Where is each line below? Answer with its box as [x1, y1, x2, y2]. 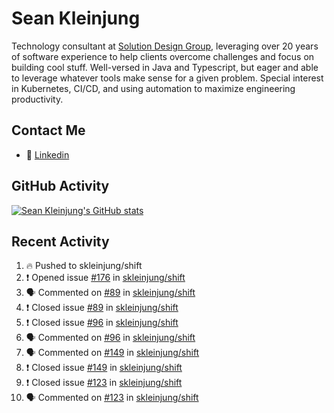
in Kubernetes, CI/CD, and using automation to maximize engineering [11, 82, 296, 94]
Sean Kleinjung [11, 7, 141, 30]
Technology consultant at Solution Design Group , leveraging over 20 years [11, 40, 319, 52]
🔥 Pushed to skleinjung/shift [25, 260, 143, 272]
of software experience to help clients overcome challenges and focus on [11, 50, 315, 62]
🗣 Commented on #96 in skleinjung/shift [25, 332, 196, 344]
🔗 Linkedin [25, 148, 70, 161]
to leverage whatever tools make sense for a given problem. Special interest [11, 72, 324, 84]
